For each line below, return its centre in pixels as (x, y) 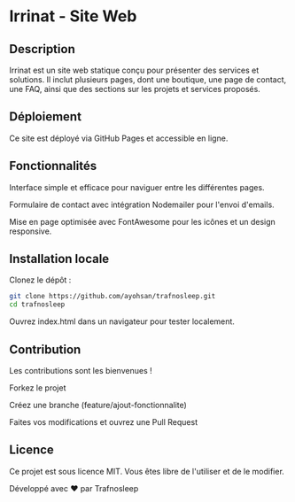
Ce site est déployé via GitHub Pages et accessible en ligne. (119, 138)
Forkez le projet (38, 388)
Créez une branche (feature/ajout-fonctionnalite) (98, 405)
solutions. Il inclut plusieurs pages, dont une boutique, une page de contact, (148, 80)
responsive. (31, 231)
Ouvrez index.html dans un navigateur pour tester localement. (122, 321)
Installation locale (59, 259)
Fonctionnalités (53, 166)
